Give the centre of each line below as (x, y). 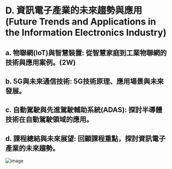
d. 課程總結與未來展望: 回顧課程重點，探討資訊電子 (85, 139)
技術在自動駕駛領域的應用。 (49, 120)
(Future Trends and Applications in (81, 22)
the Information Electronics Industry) (86, 33)
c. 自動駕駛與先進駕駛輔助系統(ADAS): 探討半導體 (84, 110)
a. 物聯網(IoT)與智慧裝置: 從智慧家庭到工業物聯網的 (86, 52)
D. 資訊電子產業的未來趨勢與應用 (74, 10)
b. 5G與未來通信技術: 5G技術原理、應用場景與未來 (85, 81)
